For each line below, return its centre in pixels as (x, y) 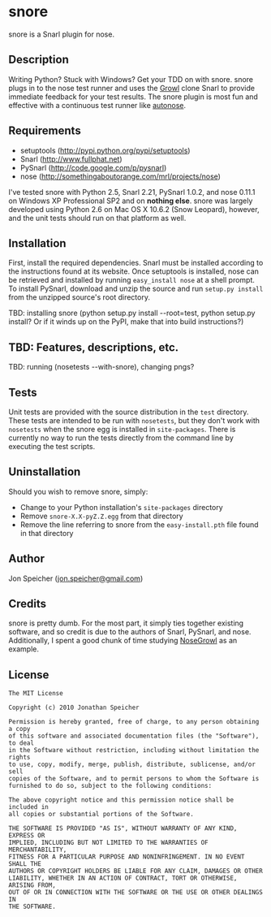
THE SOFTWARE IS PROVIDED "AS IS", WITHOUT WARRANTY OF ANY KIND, (123, 828)
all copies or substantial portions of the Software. (101, 815)
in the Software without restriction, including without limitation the (134, 750)
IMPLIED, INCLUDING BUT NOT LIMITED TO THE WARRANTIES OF (108, 843)
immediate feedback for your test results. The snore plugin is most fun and (133, 97)
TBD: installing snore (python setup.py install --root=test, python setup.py (132, 313)
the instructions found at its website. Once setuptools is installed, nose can (134, 271)
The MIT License (36, 694)
